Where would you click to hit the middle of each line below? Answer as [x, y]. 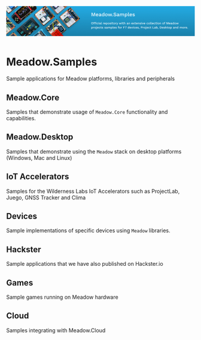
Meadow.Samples [52, 62]
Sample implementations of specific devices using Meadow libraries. [88, 230]
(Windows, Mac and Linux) [39, 157]
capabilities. [21, 118]
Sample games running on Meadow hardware [62, 297]
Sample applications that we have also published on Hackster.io [85, 264]
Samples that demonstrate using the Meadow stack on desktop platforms [94, 151]
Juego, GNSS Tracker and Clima [46, 198]
